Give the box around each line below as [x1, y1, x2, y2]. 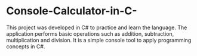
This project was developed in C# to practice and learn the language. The [6, 24, 187, 31]
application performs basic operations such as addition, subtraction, [6, 30, 174, 37]
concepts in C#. [6, 43, 45, 50]
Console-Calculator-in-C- [6, 4, 137, 18]
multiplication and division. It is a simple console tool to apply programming [6, 36, 192, 43]
